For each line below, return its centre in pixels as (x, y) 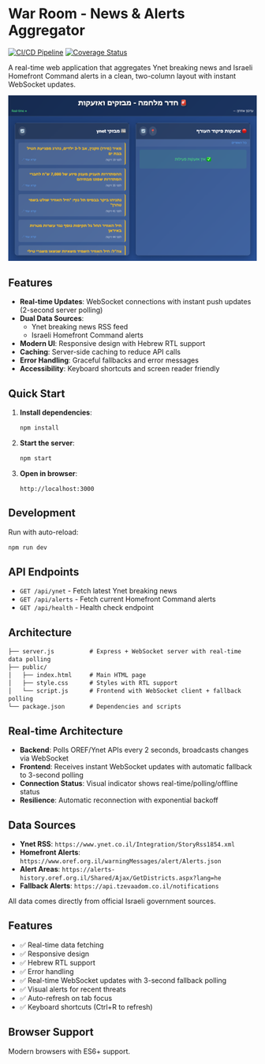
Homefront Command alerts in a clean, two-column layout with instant (122, 76)
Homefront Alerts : (50, 852)
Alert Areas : (40, 869)
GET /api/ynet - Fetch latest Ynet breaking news (98, 591)
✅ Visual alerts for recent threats (73, 989)
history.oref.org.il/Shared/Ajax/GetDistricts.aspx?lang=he (120, 878)
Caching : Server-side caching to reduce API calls (100, 352)
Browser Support (51, 1032)
